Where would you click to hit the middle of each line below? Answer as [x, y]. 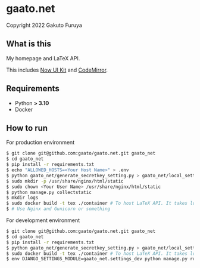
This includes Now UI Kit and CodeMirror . [57, 70]
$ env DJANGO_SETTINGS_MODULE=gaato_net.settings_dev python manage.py [97, 259]
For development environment [43, 220]
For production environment [40, 143]
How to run [27, 128]
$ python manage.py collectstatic [49, 192]
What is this [29, 44]
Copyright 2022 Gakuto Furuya [44, 25]
